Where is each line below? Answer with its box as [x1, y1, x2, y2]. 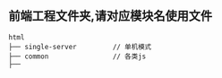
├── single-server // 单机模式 [8, 42, 152, 51]
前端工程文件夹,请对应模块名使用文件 [8, 8, 213, 24]
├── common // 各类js [8, 52, 147, 61]
